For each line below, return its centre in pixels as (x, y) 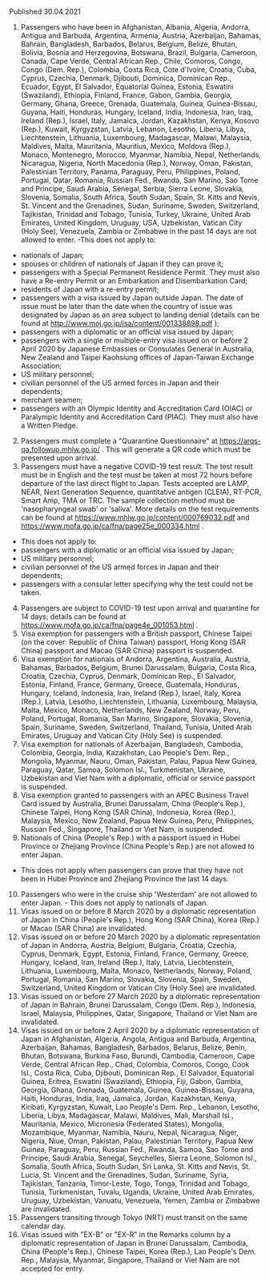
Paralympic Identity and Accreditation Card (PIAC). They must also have (139, 417)
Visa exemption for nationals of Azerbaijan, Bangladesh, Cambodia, (132, 744)
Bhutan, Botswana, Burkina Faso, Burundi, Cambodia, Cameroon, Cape (138, 1056)
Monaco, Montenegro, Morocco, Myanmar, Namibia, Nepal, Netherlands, (141, 155)
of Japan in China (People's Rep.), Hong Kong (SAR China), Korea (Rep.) (140, 920)
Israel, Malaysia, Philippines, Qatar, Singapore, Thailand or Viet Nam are (139, 1013)
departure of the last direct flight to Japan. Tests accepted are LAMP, (135, 483)
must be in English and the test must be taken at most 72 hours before (137, 475)
